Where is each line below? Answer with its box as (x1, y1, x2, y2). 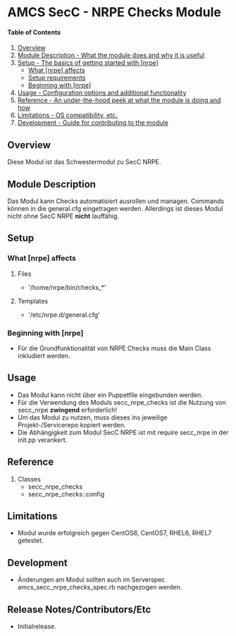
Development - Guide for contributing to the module (17, 118, 169, 127)
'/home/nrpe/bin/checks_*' (27, 283, 106, 291)
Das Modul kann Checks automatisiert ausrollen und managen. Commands (7, 197, 224, 205)
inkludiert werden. (17, 352, 70, 360)
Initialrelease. (17, 622, 56, 631)
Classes (17, 475, 41, 483)
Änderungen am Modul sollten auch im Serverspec (17, 575, 166, 584)
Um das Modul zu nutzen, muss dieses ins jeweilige (17, 413, 168, 422)
